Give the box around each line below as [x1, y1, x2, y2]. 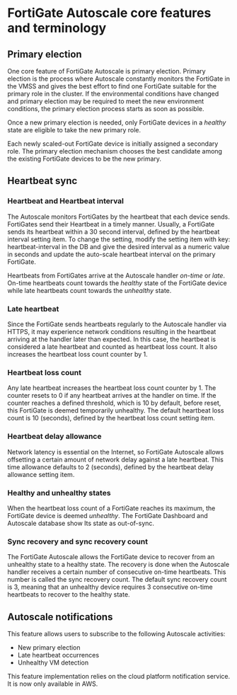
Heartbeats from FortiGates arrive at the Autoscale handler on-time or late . [7, 271, 225, 280]
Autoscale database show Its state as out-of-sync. [7, 519, 154, 527]
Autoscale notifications [7, 611, 113, 623]
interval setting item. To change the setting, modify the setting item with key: [7, 235, 231, 243]
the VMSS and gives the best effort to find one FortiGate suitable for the [7, 82, 217, 90]
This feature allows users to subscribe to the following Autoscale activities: [7, 629, 226, 638]
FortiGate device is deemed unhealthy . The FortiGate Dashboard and [7, 511, 209, 519]
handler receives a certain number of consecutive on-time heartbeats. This [7, 568, 226, 576]
